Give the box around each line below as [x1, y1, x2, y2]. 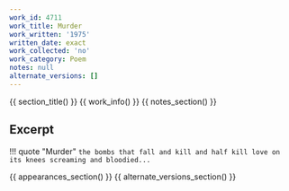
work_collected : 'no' [9, 47, 91, 56]
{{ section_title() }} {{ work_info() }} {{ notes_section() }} [9, 96, 218, 107]
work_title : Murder [9, 22, 83, 30]
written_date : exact [9, 38, 87, 48]
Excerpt [9, 122, 55, 137]
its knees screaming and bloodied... [9, 155, 151, 164]
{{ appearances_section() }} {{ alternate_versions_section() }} [9, 171, 237, 182]
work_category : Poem [9, 55, 87, 64]
